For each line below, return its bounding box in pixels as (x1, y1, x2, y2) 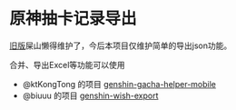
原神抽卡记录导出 (9, 8, 138, 29)
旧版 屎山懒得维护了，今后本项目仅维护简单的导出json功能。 (9, 40, 232, 51)
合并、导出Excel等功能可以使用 (9, 59, 125, 70)
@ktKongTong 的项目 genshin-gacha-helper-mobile (22, 78, 216, 89)
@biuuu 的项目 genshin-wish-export (22, 90, 159, 101)
